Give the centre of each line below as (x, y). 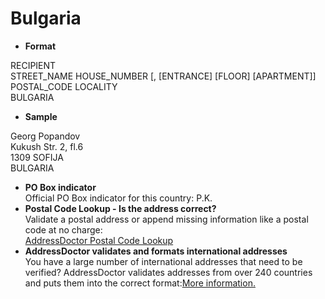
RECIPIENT (33, 65)
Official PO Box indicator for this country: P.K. (118, 198)
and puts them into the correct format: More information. (140, 283)
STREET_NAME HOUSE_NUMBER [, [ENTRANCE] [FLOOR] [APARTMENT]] (163, 76)
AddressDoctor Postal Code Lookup (99, 240)
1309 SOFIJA (37, 157)
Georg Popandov (45, 136)
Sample (41, 116)
